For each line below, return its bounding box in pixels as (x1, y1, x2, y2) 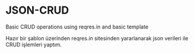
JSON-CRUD (5, 4, 69, 17)
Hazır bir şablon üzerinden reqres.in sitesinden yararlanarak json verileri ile (5, 34, 189, 42)
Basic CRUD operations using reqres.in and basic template (5, 23, 149, 30)
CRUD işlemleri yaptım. (5, 41, 62, 48)
